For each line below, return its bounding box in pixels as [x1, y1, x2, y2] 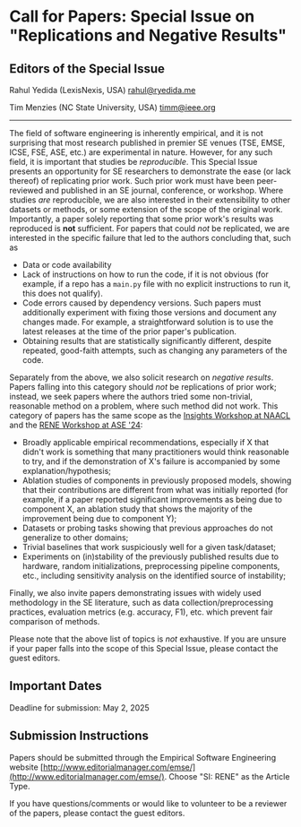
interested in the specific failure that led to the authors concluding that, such [9, 233, 291, 243]
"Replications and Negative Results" [9, 25, 287, 46]
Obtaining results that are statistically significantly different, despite [21, 336, 271, 346]
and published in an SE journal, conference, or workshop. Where [44, 185, 284, 195]
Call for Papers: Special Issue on [9, 6, 255, 27]
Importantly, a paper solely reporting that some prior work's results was [9, 213, 274, 224]
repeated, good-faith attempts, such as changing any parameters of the [21, 345, 288, 356]
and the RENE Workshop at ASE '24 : [9, 419, 143, 430]
